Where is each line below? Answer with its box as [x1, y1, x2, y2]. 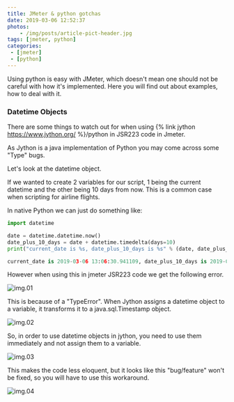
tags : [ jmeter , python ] [7, 36, 77, 43]
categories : [7, 42, 42, 49]
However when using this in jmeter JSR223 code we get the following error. [7, 270, 224, 279]
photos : [7, 23, 30, 30]
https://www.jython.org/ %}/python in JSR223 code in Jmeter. [7, 130, 186, 139]
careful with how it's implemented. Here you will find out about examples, [7, 82, 218, 91]
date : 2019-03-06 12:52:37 [7, 17, 86, 24]
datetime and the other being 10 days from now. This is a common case [7, 185, 212, 194]
